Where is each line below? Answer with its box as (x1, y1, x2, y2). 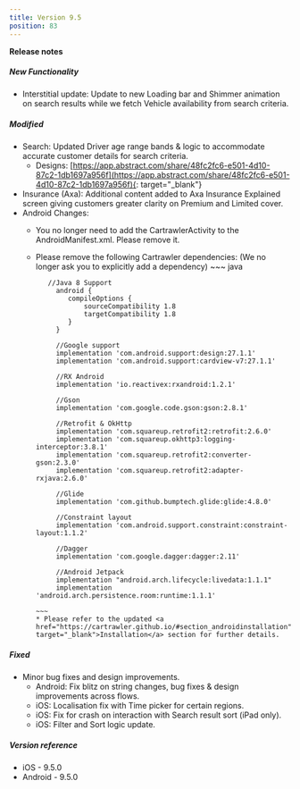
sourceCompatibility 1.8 (83, 302, 177, 311)
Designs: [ (35, 160, 73, 171)
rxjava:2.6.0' (35, 474, 88, 483)
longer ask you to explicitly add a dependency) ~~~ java (35, 261, 244, 273)
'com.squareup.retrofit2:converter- (115, 450, 253, 460)
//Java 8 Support (47, 279, 112, 288)
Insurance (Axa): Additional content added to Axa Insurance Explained (21, 189, 281, 199)
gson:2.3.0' (35, 458, 80, 467)
